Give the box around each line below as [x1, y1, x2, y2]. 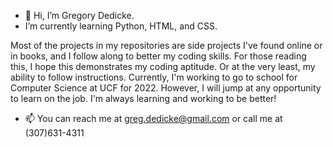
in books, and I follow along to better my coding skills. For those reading [10, 50, 307, 62]
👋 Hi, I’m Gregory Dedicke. [24, 10, 135, 21]
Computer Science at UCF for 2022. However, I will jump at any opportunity [10, 82, 322, 94]
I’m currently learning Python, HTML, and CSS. [24, 20, 218, 32]
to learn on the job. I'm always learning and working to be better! [10, 93, 277, 104]
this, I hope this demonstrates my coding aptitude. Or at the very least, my [10, 61, 316, 72]
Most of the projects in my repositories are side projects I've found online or [10, 40, 323, 51]
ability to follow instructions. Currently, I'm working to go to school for [10, 71, 298, 83]
